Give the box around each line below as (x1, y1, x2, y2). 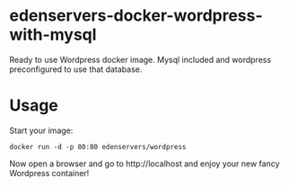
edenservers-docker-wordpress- (9, 5, 263, 26)
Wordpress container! (9, 167, 90, 178)
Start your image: (9, 125, 74, 136)
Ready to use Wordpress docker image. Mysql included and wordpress (9, 54, 272, 65)
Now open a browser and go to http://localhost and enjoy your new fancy (9, 158, 280, 169)
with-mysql (9, 24, 97, 45)
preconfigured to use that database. (9, 64, 143, 75)
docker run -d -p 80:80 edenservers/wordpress (9, 142, 187, 151)
